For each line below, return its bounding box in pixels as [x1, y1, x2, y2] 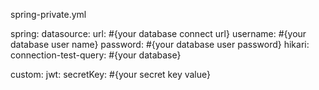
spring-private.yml [10, 9, 87, 20]
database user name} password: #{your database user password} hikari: [10, 39, 310, 50]
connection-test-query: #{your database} [10, 49, 182, 61]
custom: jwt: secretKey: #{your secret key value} [10, 69, 211, 80]
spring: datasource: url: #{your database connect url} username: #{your [10, 28, 307, 39]
